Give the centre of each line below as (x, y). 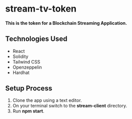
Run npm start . (28, 111)
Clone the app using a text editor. (47, 100)
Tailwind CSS (26, 62)
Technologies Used (36, 39)
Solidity (20, 56)
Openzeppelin (27, 67)
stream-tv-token (41, 9)
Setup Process (29, 88)
